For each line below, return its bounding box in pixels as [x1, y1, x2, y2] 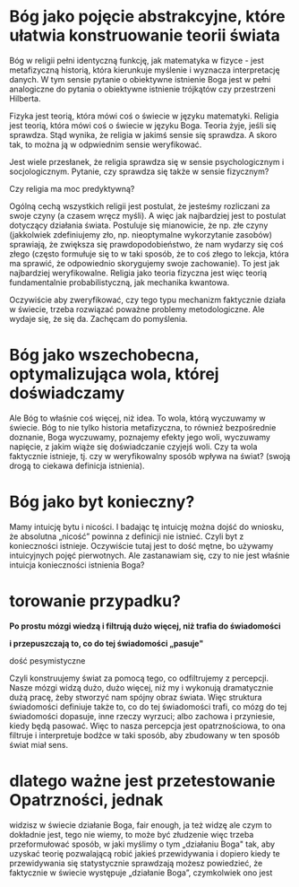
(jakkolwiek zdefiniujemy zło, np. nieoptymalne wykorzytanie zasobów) [9, 229, 273, 239]
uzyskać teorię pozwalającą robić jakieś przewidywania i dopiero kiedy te [9, 848, 280, 858]
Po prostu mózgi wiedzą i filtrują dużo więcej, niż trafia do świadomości [9, 621, 281, 631]
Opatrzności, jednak [9, 789, 164, 810]
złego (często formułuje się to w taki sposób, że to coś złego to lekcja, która [9, 248, 289, 259]
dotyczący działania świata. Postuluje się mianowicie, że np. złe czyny [9, 220, 269, 230]
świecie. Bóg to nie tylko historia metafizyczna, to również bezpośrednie [9, 422, 277, 432]
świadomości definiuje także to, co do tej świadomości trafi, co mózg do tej [9, 701, 287, 712]
